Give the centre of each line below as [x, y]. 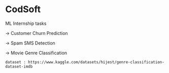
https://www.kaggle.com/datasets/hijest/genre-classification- [96, 62]
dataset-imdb [19, 66]
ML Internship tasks [26, 23]
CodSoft [23, 9]
